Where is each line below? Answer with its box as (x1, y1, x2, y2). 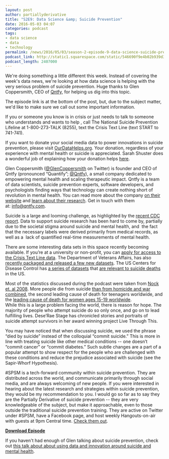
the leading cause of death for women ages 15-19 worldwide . (5, 297, 132, 303)
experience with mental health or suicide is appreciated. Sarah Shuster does (5, 150, 163, 156)
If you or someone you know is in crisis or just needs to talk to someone (5, 114, 154, 120)
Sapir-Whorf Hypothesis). (5, 360, 58, 366)
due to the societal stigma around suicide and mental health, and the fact (5, 223, 158, 229)
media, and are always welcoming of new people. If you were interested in (5, 380, 159, 386)
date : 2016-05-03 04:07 (5, 21, 55, 27)
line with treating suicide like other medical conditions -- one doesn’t (5, 338, 148, 345)
